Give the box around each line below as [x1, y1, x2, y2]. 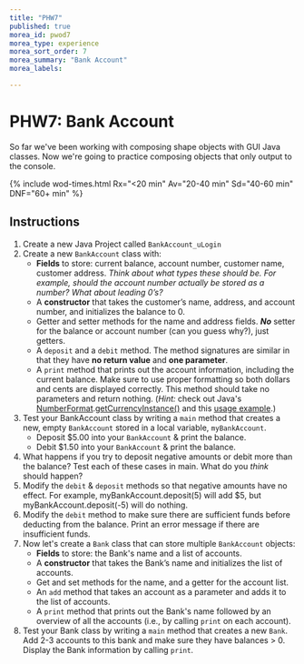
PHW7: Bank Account [9, 111, 175, 132]
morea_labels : [9, 65, 64, 74]
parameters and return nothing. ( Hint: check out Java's [35, 393, 242, 404]
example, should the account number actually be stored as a [35, 277, 265, 287]
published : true [9, 22, 71, 31]
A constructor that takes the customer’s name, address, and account [35, 297, 295, 307]
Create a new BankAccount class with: [22, 247, 162, 259]
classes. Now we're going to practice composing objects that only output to [9, 151, 292, 162]
